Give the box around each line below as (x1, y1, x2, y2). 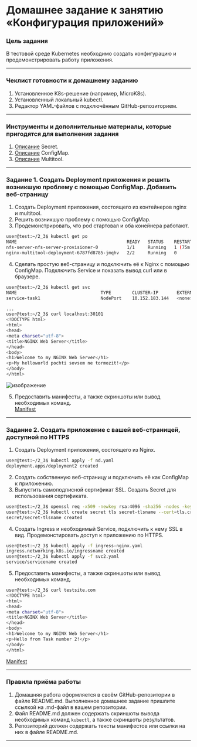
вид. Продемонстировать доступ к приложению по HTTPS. (14, 531, 164, 538)
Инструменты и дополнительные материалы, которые (6, 122, 172, 131)
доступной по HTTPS (6, 433, 70, 441)
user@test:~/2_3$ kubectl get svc (6, 284, 91, 290)
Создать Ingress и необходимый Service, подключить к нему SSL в (14, 525, 183, 532)
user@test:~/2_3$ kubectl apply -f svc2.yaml (6, 554, 119, 560)
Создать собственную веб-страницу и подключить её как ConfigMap (14, 473, 189, 480)
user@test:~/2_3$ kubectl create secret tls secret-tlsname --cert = (6, 509, 177, 515)
